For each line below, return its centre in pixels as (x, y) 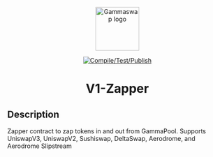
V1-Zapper (117, 89)
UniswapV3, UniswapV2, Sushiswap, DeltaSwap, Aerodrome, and (101, 139)
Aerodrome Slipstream (39, 146)
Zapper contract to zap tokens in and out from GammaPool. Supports (106, 131)
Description (33, 114)
